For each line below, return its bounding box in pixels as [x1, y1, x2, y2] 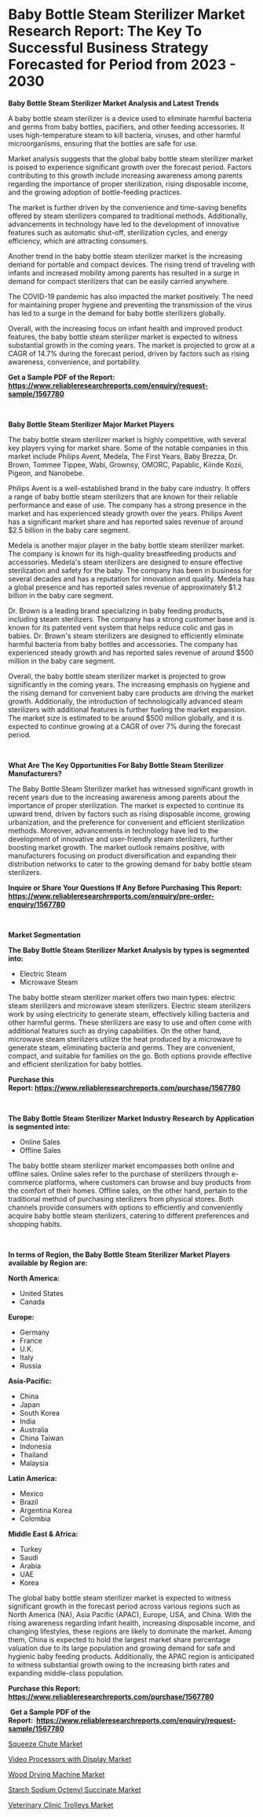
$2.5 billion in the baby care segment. [8, 525, 131, 534]
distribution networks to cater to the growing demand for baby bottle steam [8, 859, 252, 869]
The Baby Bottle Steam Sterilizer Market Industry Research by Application [8, 1113, 255, 1123]
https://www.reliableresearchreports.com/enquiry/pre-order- [8, 891, 215, 900]
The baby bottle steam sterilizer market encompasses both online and [8, 1161, 235, 1170]
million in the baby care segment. [8, 656, 116, 666]
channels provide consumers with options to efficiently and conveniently [8, 1202, 243, 1212]
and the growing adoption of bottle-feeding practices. [8, 187, 182, 197]
